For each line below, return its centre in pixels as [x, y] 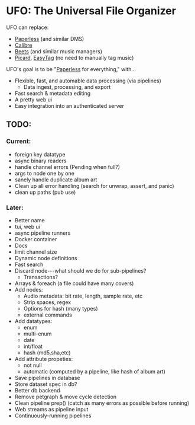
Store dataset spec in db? [46, 384]
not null [33, 365]
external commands [48, 315]
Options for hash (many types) [61, 308]
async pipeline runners [43, 233]
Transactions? [40, 277]
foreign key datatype [40, 154]
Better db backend [37, 390]
